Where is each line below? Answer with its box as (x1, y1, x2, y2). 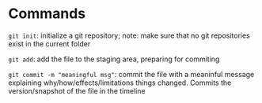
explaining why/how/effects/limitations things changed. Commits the (8, 78, 232, 87)
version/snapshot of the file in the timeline (8, 86, 146, 95)
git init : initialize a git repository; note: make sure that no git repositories (8, 31, 251, 40)
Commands (8, 5, 86, 23)
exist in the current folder (8, 39, 91, 48)
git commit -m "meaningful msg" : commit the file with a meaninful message (8, 69, 255, 79)
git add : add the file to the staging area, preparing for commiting (8, 54, 220, 64)
